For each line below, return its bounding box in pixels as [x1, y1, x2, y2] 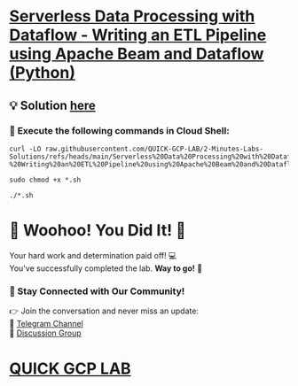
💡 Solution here [9, 97, 96, 112]
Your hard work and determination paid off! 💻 [9, 250, 177, 260]
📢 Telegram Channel [9, 319, 84, 329]
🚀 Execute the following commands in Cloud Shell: [9, 124, 231, 136]
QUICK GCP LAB [9, 359, 131, 379]
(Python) [9, 63, 75, 83]
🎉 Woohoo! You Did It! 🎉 [9, 220, 186, 241]
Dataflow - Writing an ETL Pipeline [9, 25, 267, 45]
